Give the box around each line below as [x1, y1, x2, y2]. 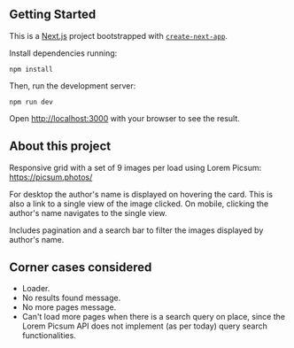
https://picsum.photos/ [9, 172, 93, 182]
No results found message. [21, 292, 121, 304]
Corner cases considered [9, 260, 152, 275]
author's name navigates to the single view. [9, 207, 167, 218]
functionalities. [21, 330, 77, 341]
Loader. [21, 283, 50, 294]
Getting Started [9, 7, 97, 22]
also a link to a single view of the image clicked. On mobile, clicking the [9, 198, 268, 209]
